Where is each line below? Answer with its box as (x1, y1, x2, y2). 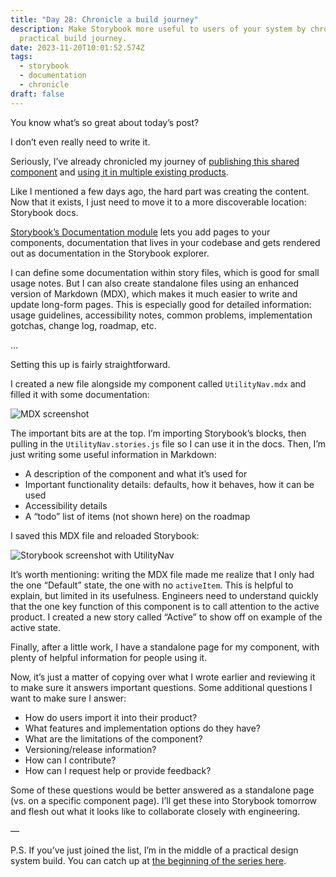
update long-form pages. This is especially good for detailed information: (10, 298, 312, 310)
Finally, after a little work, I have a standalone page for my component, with (10, 641, 320, 653)
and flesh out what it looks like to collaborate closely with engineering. (10, 805, 301, 817)
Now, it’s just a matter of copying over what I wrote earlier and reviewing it (10, 671, 316, 683)
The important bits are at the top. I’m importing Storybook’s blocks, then (10, 427, 307, 439)
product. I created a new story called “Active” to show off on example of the (10, 611, 323, 623)
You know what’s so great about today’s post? (10, 116, 200, 128)
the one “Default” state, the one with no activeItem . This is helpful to (10, 579, 294, 591)
